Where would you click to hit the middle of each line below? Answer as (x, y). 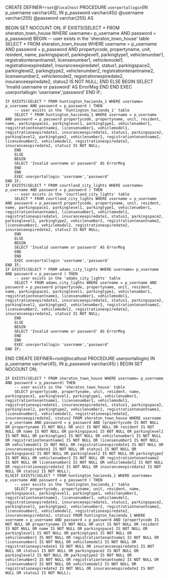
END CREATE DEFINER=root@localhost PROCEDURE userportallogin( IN (80, 358)
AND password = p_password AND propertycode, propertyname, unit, (78, 49)
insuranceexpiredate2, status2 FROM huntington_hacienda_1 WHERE (75, 515)
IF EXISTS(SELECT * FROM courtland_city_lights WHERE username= (74, 185)
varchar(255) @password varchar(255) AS (49, 18)
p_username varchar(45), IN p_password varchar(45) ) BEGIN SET (74, 364)
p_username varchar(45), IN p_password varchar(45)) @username (74, 13)
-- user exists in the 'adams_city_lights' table (68, 278)
